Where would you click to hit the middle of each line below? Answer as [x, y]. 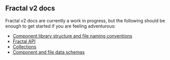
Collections [24, 47]
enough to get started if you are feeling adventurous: [60, 26]
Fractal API [24, 41]
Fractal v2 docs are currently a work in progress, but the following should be [85, 20]
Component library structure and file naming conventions [72, 36]
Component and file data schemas [48, 52]
